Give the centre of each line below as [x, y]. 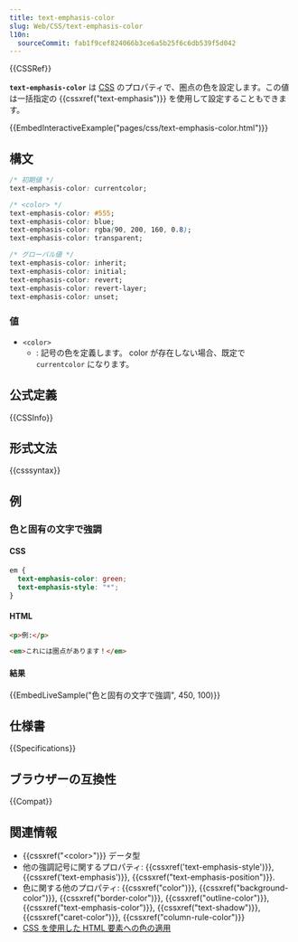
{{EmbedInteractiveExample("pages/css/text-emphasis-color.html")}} [139, 128]
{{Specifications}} [43, 749]
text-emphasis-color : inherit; [68, 263]
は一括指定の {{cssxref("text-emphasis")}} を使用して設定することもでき [144, 99]
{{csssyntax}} [35, 470]
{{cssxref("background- [244, 888]
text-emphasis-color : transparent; [76, 239]
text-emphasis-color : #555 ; [62, 213]
